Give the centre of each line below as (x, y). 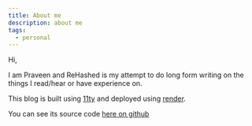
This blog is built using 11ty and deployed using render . (97, 98)
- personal (33, 37)
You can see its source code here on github (79, 114)
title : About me (35, 15)
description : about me (45, 23)
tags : (17, 30)
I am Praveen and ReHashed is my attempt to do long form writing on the (126, 75)
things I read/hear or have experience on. (76, 83)
